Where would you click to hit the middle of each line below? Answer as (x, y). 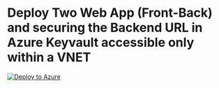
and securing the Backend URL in (105, 28)
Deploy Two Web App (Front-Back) (110, 13)
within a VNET (49, 58)
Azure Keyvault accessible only (101, 43)
